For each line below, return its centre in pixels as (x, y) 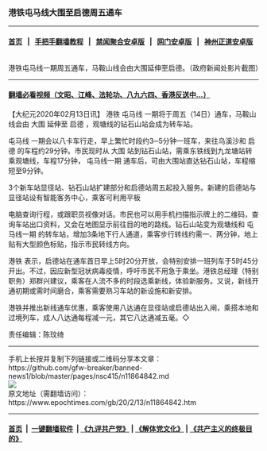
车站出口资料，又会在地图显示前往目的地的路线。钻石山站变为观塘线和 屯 (134, 224)
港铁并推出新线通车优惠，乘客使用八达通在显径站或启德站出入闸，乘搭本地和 (133, 307)
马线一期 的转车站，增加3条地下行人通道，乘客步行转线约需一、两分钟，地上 (133, 234)
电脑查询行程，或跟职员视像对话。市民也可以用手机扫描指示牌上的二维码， (130, 214)
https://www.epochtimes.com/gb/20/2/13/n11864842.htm (103, 402)
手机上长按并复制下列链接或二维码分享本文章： (85, 358)
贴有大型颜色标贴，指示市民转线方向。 (71, 244)
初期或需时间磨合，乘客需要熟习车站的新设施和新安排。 (105, 291)
